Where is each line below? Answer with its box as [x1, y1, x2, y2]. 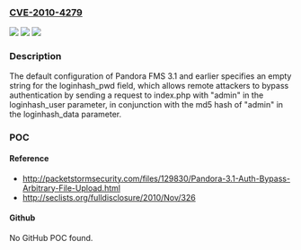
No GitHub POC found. [9, 232, 93, 243]
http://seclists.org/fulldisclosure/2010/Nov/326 [22, 192, 196, 203]
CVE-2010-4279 [9, 6, 83, 19]
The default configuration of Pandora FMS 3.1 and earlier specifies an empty [9, 70, 292, 82]
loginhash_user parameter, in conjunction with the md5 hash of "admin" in [9, 99, 284, 109]
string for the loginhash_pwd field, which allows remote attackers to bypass [9, 80, 289, 91]
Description [9, 50, 62, 63]
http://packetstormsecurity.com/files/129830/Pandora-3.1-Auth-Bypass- [22, 173, 290, 184]
